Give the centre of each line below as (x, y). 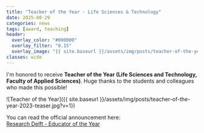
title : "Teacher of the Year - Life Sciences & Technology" (84, 12)
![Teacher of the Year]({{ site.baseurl (52, 99)
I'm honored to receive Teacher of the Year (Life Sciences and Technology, (102, 74)
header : (16, 35)
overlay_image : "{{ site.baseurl (54, 52)
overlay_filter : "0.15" (42, 46)
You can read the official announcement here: (63, 117)
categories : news (28, 23)
